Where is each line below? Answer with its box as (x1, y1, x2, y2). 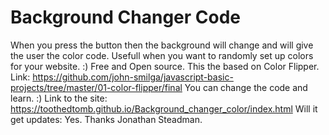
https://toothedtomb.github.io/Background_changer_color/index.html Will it (10, 102, 318, 115)
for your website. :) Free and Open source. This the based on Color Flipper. (10, 60, 320, 72)
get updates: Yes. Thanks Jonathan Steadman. (10, 113, 203, 125)
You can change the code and (184, 81, 308, 93)
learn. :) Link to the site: (10, 92, 108, 104)
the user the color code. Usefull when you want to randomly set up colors (10, 49, 314, 61)
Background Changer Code (10, 6, 242, 29)
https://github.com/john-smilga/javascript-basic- (32, 71, 234, 83)
